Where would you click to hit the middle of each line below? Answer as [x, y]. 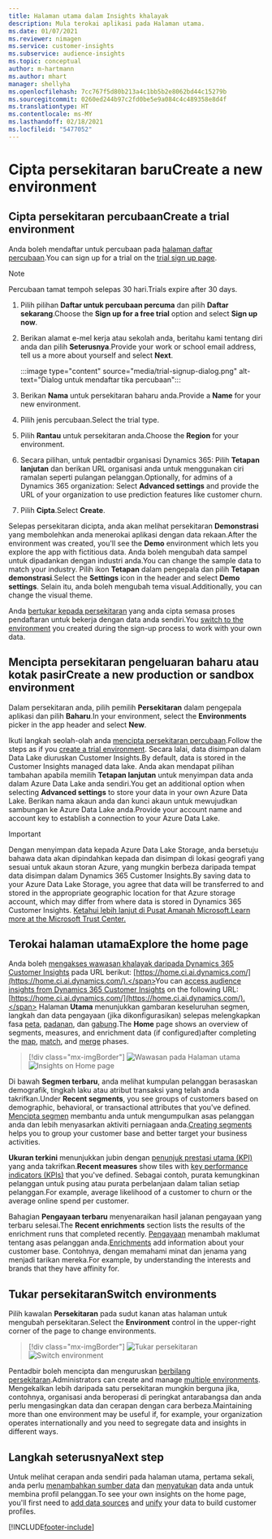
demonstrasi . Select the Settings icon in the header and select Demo [124, 577]
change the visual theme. [51, 595]
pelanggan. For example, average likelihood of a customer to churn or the [130, 1193]
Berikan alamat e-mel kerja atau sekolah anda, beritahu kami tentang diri [141, 337]
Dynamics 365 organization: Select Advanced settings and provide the [140, 485]
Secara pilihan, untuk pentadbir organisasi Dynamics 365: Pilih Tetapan [140, 459]
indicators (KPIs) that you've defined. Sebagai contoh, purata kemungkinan [134, 1175]
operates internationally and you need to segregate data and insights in [127, 1423]
